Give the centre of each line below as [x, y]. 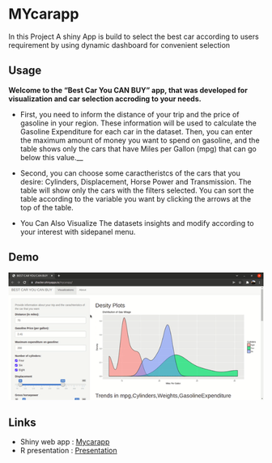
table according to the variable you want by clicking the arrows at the [136, 198]
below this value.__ [51, 157]
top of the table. [47, 207]
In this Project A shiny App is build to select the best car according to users [134, 36]
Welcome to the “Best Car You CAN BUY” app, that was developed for [128, 90]
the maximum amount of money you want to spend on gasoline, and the [140, 140]
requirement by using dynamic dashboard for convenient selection [119, 45]
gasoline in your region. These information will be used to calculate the [138, 123]
